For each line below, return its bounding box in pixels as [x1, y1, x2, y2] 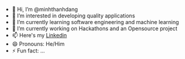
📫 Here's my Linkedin [11, 32, 67, 39]
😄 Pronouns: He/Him [11, 40, 65, 48]
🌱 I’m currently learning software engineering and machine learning [11, 19, 179, 25]
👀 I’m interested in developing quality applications [11, 12, 135, 19]
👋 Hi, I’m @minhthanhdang [11, 6, 78, 13]
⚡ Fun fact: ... [11, 47, 45, 54]
